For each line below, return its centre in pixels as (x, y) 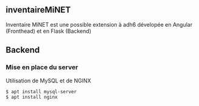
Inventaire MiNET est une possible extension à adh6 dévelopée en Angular (99, 24)
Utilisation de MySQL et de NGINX (48, 81)
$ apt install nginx (32, 97)
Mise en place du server (42, 67)
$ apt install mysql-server (41, 91)
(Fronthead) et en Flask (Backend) (49, 31)
